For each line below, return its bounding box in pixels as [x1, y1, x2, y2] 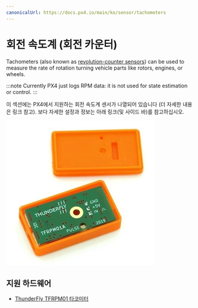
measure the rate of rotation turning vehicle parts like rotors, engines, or [6, 64, 183, 71]
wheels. [6, 70, 26, 77]
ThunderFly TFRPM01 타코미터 [14, 295, 89, 303]
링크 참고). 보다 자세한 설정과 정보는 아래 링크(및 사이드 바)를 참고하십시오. [12, 108, 184, 115]
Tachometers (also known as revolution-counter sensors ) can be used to [6, 58, 185, 65]
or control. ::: [6, 88, 37, 95]
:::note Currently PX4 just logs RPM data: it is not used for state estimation [6, 82, 188, 89]
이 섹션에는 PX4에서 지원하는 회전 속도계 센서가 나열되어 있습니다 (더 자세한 [6, 100, 181, 108]
